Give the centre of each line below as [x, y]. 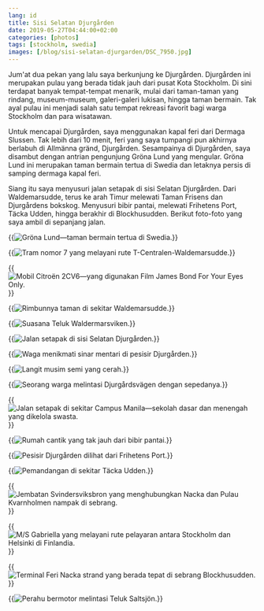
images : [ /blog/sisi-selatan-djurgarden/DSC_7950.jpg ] [100, 52]
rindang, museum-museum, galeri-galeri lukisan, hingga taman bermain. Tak [132, 100]
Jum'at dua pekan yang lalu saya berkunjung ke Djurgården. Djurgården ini [130, 74]
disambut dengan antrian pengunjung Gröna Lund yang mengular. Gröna [126, 157]
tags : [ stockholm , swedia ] [52, 45]
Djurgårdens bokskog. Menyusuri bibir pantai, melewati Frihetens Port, [123, 205]
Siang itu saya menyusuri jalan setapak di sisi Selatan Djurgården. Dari [122, 189]
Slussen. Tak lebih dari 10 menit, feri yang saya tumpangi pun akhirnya [123, 140]
